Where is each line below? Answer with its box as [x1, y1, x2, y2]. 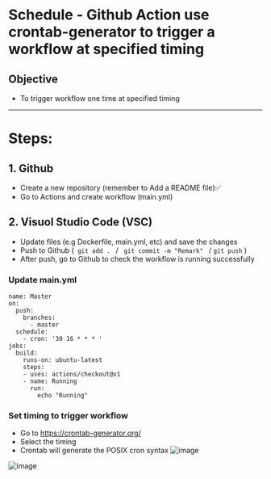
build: [15, 349, 38, 357]
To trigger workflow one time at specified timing [19, 94, 180, 103]
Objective [8, 72, 59, 86]
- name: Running [23, 377, 78, 385]
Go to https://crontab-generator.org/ [19, 428, 141, 438]
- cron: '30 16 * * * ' [23, 335, 103, 343]
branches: [23, 313, 56, 322]
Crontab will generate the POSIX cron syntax [19, 446, 169, 456]
